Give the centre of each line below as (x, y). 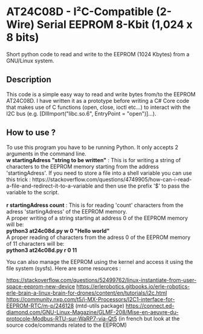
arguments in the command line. (46, 154)
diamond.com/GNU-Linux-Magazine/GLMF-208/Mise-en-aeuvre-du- (92, 312)
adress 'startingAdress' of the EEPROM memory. (67, 211)
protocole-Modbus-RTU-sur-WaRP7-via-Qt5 (62, 318)
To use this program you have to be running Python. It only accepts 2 (92, 147)
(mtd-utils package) (100, 306)
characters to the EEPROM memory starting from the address (82, 166)
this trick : (19, 179)
